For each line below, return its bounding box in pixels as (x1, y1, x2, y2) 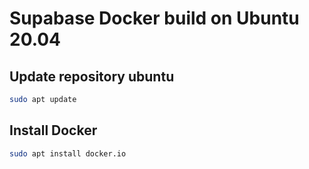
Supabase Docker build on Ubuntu (9, 7, 300, 30)
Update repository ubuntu (9, 68, 175, 85)
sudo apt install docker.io (9, 148, 127, 159)
